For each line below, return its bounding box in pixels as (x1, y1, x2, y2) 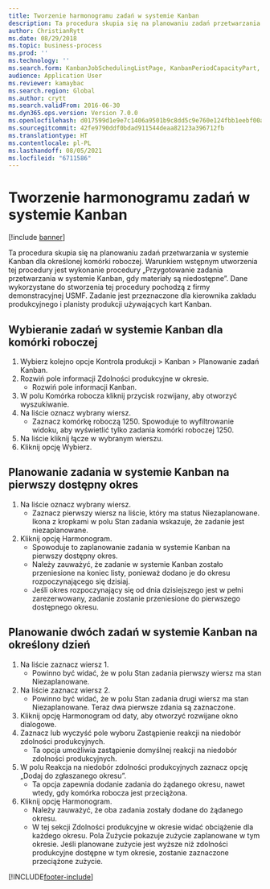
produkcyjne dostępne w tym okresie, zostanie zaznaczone (31, 847, 229, 858)
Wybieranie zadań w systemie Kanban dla (8, 323, 223, 337)
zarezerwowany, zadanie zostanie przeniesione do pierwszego (31, 593, 241, 603)
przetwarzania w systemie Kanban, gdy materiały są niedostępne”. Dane (8, 274, 248, 283)
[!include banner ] (8, 233, 66, 242)
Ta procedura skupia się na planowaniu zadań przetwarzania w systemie (8, 248, 249, 258)
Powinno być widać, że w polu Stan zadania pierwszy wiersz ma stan (31, 668, 262, 677)
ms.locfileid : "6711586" (8, 154, 92, 162)
